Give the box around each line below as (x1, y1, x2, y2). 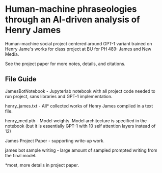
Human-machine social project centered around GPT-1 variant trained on (5, 40, 152, 46)
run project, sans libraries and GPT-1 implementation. (5, 93, 113, 99)
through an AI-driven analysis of (5, 14, 140, 25)
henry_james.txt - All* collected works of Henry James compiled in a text (5, 103, 153, 109)
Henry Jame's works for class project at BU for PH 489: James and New (5, 46, 152, 52)
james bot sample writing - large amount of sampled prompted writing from (5, 147, 158, 153)
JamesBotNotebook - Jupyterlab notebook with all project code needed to (5, 88, 156, 94)
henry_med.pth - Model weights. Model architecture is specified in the (5, 117, 147, 124)
